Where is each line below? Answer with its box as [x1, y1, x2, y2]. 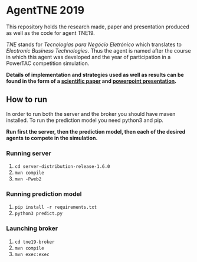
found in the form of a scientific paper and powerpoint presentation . [6, 77, 177, 85]
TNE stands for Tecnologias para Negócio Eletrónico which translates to [6, 41, 182, 48]
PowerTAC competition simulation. [6, 60, 90, 67]
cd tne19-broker [14, 239, 55, 245]
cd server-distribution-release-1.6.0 [14, 164, 110, 170]
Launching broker [6, 224, 58, 232]
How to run [6, 95, 48, 105]
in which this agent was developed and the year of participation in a [6, 53, 171, 60]
